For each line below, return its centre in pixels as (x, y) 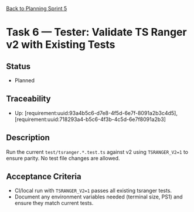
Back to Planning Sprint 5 (37, 9)
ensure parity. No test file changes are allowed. (63, 158)
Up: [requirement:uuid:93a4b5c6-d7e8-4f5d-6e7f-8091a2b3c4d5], (96, 113)
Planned (25, 80)
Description (28, 138)
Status (18, 66)
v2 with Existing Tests (61, 45)
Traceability (28, 99)
